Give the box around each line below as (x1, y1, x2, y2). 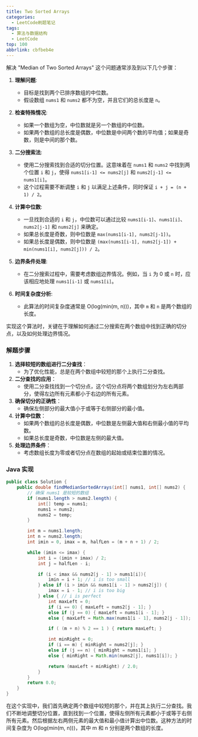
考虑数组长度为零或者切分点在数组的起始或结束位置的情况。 (23, 449, 169, 456)
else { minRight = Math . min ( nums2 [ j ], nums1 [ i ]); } (48, 653, 178, 659)
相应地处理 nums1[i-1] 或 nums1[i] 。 (28, 278, 117, 285)
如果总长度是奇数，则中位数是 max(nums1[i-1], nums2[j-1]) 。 (23, 231, 174, 238)
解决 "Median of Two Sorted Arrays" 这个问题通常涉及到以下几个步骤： (6, 64, 179, 71)
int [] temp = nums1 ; (37, 501, 88, 507)
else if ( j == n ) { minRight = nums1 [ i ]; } (48, 647, 157, 653)
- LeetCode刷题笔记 (11, 19, 56, 25)
